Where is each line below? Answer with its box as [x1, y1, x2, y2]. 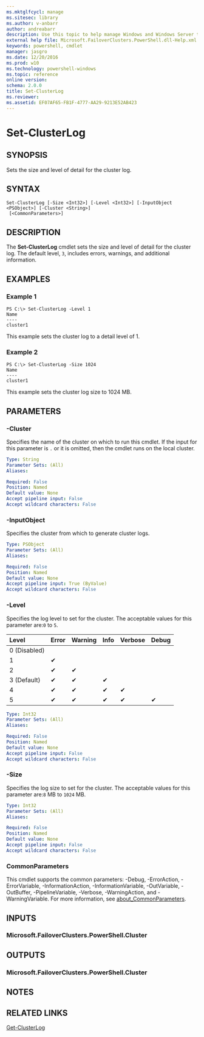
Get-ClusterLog [6, 1024, 46, 1031]
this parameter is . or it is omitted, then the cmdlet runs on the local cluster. [6, 444, 195, 451]
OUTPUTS [6, 950, 46, 960]
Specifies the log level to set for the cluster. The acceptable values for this [6, 615, 192, 622]
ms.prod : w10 [6, 60, 39, 66]
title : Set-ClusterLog [6, 88, 64, 94]
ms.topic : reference [6, 71, 59, 77]
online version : [6, 77, 47, 83]
